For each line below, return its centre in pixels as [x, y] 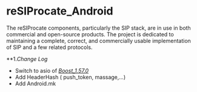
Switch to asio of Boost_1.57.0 [52, 70]
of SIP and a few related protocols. [49, 47]
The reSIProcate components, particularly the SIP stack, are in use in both [98, 28]
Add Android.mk [35, 84]
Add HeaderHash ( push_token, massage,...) [70, 77]
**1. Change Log [27, 59]
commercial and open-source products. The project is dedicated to [90, 34]
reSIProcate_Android [60, 11]
